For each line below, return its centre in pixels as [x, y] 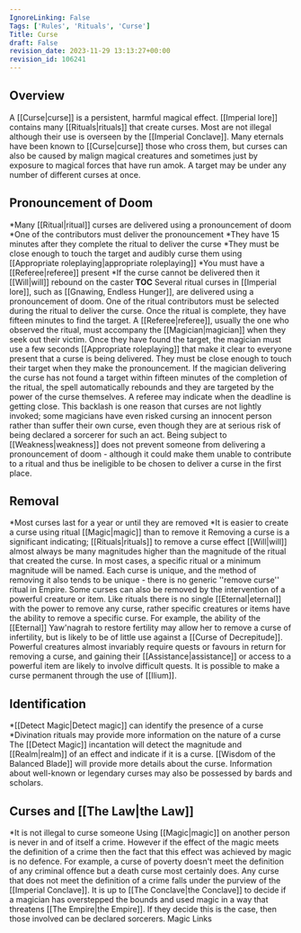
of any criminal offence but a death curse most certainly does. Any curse [144, 871]
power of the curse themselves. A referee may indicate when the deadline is [150, 396]
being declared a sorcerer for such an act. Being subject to [118, 435]
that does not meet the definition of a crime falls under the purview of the [145, 881]
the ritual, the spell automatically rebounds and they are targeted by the [142, 387]
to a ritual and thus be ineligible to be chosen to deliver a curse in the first [146, 463]
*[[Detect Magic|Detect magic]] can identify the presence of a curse [136, 725]
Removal [34, 501]
